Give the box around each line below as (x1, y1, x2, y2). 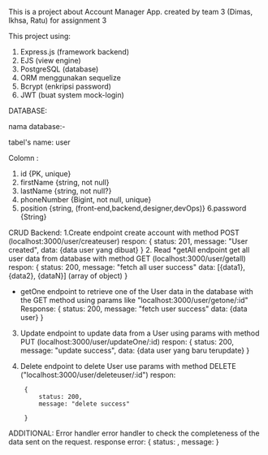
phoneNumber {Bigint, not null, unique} (19, 195, 152, 204)
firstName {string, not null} (19, 178, 110, 187)
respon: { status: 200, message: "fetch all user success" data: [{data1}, (8, 262, 246, 271)
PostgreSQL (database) (19, 64, 99, 74)
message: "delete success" (38, 400, 130, 408)
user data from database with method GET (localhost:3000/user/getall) (8, 253, 246, 263)
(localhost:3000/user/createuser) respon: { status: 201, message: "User (8, 236, 249, 246)
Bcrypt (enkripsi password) (19, 81, 112, 91)
